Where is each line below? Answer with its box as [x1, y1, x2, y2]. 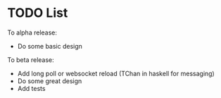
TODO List [7, 5, 68, 21]
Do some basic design [17, 42, 83, 50]
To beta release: [7, 55, 54, 64]
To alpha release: [7, 28, 58, 37]
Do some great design [17, 76, 82, 85]
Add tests [17, 84, 46, 92]
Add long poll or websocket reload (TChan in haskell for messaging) [17, 69, 215, 78]
